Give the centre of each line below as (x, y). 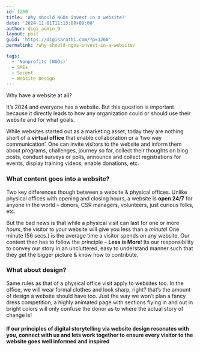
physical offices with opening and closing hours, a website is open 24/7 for (100, 198)
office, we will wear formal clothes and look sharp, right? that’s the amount (98, 289)
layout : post (23, 34)
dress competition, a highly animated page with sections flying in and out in (100, 302)
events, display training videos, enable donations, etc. (73, 163)
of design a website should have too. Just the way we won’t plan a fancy (96, 296)
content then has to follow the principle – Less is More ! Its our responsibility (100, 242)
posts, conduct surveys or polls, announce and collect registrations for (94, 157)
